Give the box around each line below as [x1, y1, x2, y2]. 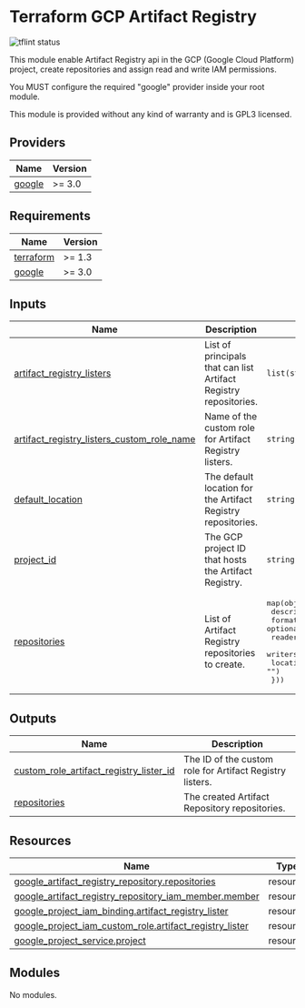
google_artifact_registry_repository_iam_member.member [14, 890, 261, 902]
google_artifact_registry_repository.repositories [14, 875, 216, 888]
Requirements [9, 208, 91, 224]
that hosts [203, 553, 247, 566]
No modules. [9, 989, 57, 1000]
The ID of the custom [183, 753, 274, 766]
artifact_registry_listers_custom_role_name [14, 433, 196, 446]
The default [203, 470, 254, 483]
